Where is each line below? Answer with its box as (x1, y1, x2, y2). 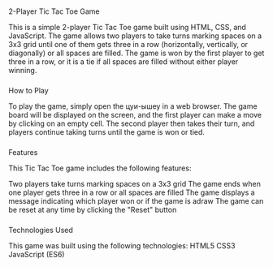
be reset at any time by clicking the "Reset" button (8, 205, 177, 214)
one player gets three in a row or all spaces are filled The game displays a (8, 187, 255, 197)
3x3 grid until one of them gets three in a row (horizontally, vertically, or (8, 39, 249, 49)
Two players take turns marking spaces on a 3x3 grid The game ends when (8, 179, 262, 188)
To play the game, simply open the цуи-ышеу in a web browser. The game (8, 101, 258, 111)
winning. (8, 65, 37, 75)
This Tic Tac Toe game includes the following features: (8, 163, 192, 173)
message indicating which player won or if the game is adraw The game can (8, 196, 264, 205)
